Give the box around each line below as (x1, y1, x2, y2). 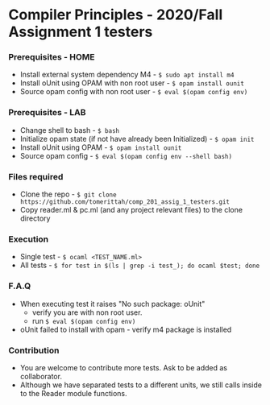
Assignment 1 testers (8, 23, 153, 41)
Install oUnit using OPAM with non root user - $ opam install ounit (19, 78, 244, 88)
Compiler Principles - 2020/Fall (8, 6, 223, 24)
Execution (8, 233, 49, 245)
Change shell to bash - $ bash (19, 125, 119, 134)
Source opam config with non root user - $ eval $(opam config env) (19, 87, 248, 97)
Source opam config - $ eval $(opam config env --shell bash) (19, 151, 232, 160)
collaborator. (19, 371, 63, 381)
